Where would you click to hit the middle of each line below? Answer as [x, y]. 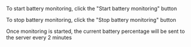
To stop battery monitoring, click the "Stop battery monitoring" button [91, 20]
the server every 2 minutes [39, 37]
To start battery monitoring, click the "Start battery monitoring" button [92, 9]
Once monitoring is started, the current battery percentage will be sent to [95, 31]
